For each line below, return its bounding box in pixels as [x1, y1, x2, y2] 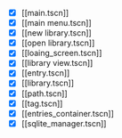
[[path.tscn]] [20, 88, 68, 99]
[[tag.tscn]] [20, 98, 63, 109]
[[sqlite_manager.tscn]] [20, 118, 107, 128]
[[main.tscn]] [20, 8, 69, 18]
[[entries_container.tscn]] [20, 108, 115, 118]
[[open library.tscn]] [20, 37, 95, 48]
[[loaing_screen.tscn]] [20, 48, 102, 59]
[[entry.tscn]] [20, 68, 70, 78]
